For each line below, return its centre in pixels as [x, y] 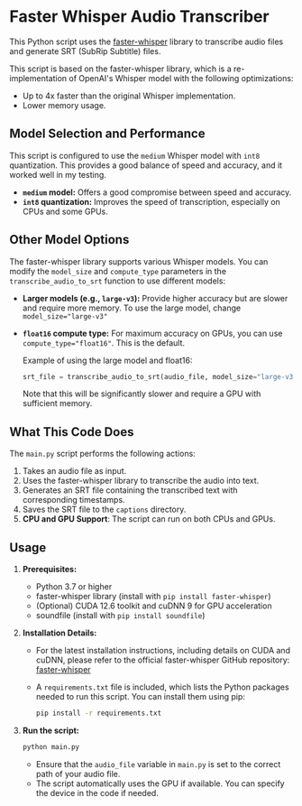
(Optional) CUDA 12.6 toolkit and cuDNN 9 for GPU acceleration [154, 606]
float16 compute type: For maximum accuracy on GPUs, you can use [152, 333]
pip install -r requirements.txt [99, 713]
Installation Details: [59, 633]
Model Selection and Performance [107, 134]
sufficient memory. [57, 403]
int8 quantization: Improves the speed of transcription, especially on [151, 201]
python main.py [51, 746]
